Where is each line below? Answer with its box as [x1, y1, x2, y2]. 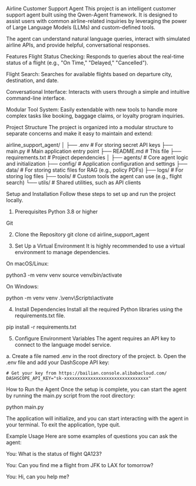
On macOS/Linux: [6, 260, 49, 267]
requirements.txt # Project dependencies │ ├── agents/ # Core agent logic [6, 154, 188, 161]
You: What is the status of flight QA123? [6, 451, 102, 457]
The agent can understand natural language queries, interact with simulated [6, 35, 190, 42]
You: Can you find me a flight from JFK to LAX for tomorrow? [6, 462, 154, 468]
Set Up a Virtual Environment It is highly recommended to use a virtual [14, 242, 185, 249]
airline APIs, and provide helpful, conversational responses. [6, 41, 150, 48]
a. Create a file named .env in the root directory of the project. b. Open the [6, 353, 187, 359]
